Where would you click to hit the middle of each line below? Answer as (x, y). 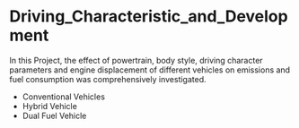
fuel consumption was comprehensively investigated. (108, 79)
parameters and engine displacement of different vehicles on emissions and (149, 70)
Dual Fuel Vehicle (54, 115)
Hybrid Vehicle (50, 106)
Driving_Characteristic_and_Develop (149, 17)
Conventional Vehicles (64, 97)
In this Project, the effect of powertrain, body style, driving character (136, 60)
